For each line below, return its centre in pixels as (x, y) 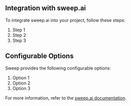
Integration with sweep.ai (46, 8)
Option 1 (21, 78)
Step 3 (19, 40)
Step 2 (19, 35)
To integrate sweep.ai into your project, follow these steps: (65, 20)
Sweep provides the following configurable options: (58, 68)
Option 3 (21, 88)
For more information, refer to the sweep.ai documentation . (66, 98)
